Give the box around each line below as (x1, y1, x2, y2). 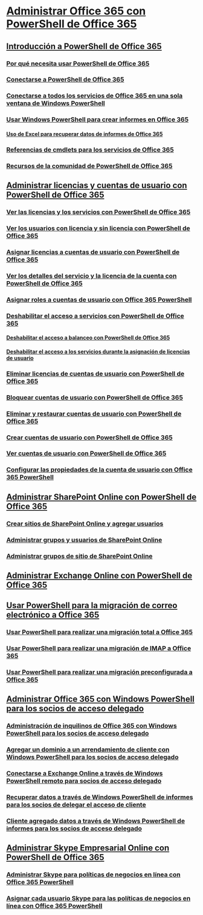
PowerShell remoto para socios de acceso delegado (6, 777, 162, 785)
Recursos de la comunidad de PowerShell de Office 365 (6, 161, 173, 170)
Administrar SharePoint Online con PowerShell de (6, 491, 197, 502)
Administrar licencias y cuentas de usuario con (6, 180, 187, 191)
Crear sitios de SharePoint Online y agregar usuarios (6, 519, 164, 528)
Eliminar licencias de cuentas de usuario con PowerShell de (6, 369, 185, 378)
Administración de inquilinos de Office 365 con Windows (6, 722, 177, 730)
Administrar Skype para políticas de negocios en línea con (6, 870, 181, 879)
